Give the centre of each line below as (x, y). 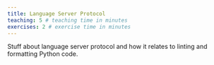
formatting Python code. (43, 54)
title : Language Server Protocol (57, 14)
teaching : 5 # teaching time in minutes (68, 20)
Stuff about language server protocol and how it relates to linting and (107, 47)
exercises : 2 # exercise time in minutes (69, 27)
